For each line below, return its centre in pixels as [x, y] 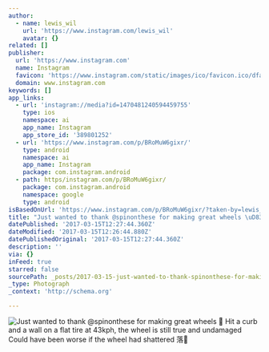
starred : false [34, 269]
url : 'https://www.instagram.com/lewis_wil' [98, 30]
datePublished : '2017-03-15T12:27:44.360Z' [82, 225]
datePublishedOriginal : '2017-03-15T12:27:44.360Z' [96, 240]
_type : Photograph [39, 284]
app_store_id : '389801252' [68, 135]
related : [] [28, 46]
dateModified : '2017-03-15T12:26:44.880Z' [80, 232]
